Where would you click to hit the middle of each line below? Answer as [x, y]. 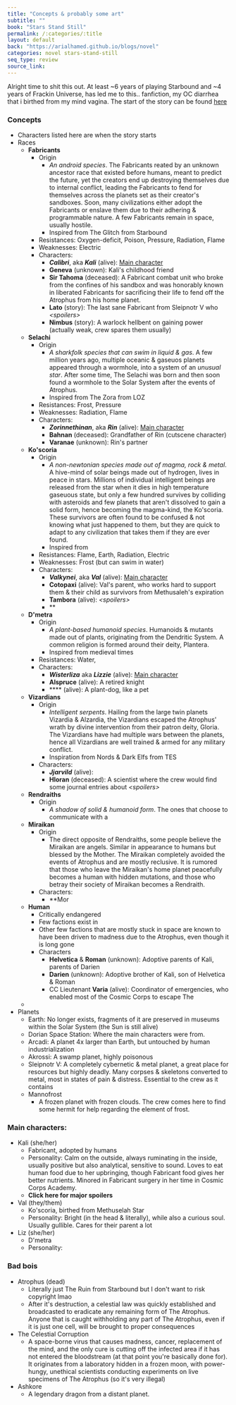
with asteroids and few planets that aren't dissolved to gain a [137, 502]
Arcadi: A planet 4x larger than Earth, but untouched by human [119, 1042]
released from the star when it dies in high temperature [129, 487]
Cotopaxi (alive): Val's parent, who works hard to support [132, 584]
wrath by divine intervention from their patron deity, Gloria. [134, 726]
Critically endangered [70, 914]
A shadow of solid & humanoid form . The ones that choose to [138, 809]
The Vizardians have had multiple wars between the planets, [137, 734]
